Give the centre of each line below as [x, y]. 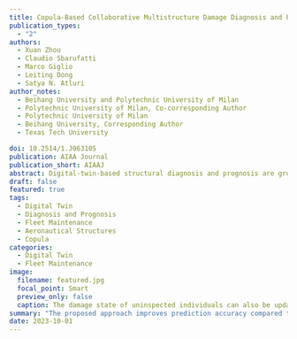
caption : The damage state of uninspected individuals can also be [144, 305]
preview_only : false [55, 297]
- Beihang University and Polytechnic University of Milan [128, 100]
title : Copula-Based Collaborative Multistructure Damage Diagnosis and [146, 17]
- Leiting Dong [45, 75]
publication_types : [45, 26]
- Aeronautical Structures [67, 231]
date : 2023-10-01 [41, 321]
